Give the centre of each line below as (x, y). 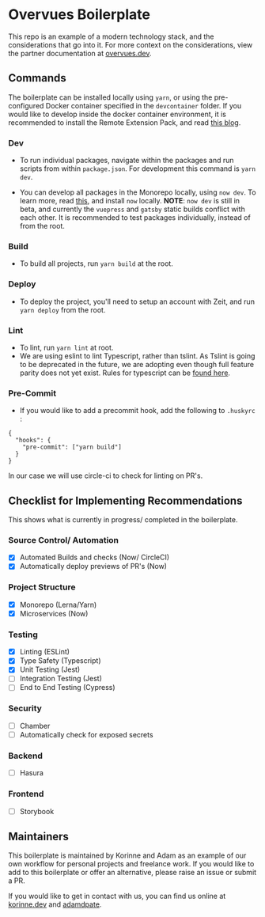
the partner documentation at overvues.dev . (80, 53)
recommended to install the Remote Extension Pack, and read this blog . (125, 122)
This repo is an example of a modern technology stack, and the (111, 36)
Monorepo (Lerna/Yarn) (58, 604)
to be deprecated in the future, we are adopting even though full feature (137, 364)
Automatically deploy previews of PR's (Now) (93, 566)
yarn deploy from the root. (62, 309)
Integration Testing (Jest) (61, 679)
